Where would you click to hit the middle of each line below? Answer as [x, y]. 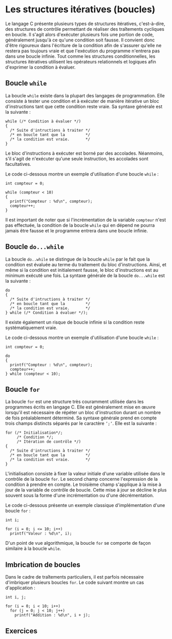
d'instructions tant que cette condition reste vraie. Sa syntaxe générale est [84, 106]
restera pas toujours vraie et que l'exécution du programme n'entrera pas [83, 51]
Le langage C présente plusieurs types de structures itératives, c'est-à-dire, [85, 24]
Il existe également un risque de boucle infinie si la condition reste [75, 322]
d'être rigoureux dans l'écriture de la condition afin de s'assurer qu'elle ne [83, 45]
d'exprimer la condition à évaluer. [40, 67]
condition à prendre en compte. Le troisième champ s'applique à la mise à [83, 484]
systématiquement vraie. [31, 327]
